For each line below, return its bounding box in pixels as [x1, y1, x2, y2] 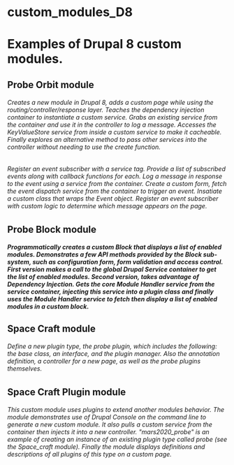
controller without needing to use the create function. [7, 143, 161, 151]
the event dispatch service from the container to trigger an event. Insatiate [7, 187, 222, 195]
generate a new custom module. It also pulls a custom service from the [7, 420, 213, 429]
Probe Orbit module [7, 78, 94, 91]
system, [7, 258, 31, 266]
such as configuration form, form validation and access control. [32, 258, 224, 266]
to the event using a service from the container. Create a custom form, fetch [7, 179, 227, 187]
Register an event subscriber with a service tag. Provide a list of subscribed [7, 164, 226, 173]
